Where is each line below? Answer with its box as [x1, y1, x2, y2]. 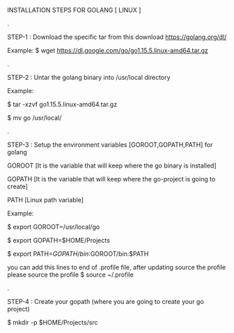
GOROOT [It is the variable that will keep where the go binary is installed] [7, 161, 217, 170]
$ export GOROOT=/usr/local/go [7, 222, 100, 231]
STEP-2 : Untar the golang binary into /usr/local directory [7, 73, 171, 81]
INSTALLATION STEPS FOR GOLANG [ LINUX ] [7, 6, 141, 14]
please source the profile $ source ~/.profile [7, 270, 134, 279]
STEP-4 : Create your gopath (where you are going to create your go [7, 298, 204, 305]
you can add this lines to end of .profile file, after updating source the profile [7, 263, 226, 271]
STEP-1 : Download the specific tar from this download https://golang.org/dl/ [7, 33, 227, 41]
